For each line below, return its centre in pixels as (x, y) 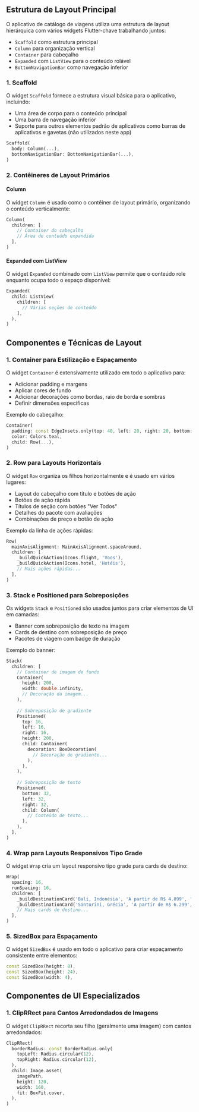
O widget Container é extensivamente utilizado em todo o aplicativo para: (96, 373)
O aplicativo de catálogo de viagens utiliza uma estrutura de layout (88, 24)
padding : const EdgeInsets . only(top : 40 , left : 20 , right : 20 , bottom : (102, 431)
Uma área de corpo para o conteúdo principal (71, 114)
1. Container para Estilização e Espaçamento (72, 360)
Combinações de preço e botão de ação (64, 519)
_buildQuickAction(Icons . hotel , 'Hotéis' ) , (72, 563)
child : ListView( (33, 297)
